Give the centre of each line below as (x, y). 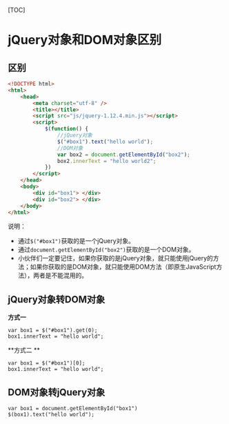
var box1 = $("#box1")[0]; (47, 363)
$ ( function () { (67, 129)
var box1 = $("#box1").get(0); (53, 331)
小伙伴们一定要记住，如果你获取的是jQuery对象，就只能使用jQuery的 (115, 258)
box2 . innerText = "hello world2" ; (107, 161)
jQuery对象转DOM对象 (57, 299)
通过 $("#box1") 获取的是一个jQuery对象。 (76, 241)
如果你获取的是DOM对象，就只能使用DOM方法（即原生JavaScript (123, 267)
